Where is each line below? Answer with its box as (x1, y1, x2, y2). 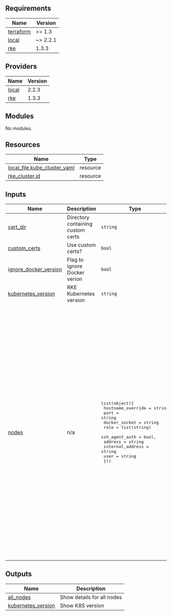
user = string (103, 454, 137, 459)
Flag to (67, 256, 83, 263)
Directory (67, 214, 90, 221)
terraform (8, 28, 31, 35)
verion (67, 276, 82, 283)
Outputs (5, 570, 32, 579)
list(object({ (101, 400, 134, 406)
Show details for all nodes (59, 593, 122, 601)
